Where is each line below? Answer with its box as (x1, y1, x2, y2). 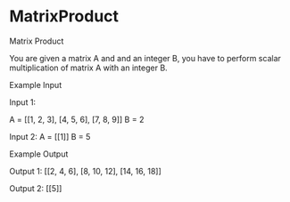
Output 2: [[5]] (9, 182, 62, 193)
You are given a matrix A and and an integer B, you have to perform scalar (9, 53, 281, 63)
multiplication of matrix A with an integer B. (9, 62, 168, 73)
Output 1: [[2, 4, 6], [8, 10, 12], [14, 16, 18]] (9, 166, 162, 176)
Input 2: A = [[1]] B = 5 (9, 131, 91, 141)
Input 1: (9, 96, 37, 108)
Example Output (9, 149, 69, 159)
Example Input (9, 79, 62, 90)
